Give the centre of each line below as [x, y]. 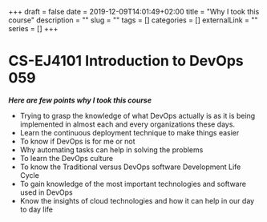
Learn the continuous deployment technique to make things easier [129, 132]
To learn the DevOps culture [67, 158]
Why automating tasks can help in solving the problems [111, 149]
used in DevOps [47, 192]
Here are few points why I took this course [80, 100]
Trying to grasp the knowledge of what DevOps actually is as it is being [138, 115]
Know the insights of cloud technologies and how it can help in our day [137, 200]
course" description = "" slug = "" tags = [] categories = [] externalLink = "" [133, 20]
